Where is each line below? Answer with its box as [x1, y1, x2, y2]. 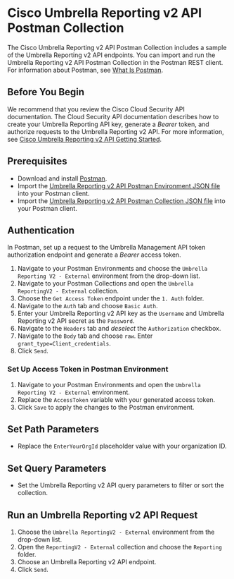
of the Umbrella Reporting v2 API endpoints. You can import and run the [7, 51, 216, 59]
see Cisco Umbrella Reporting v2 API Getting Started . [7, 135, 162, 143]
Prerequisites [7, 155, 67, 167]
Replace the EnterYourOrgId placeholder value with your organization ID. [17, 442, 227, 451]
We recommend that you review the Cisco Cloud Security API [7, 104, 185, 114]
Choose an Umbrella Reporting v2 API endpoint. [17, 558, 157, 566]
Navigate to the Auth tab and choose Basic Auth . [17, 302, 158, 310]
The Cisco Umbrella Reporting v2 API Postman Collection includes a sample [7, 43, 227, 51]
